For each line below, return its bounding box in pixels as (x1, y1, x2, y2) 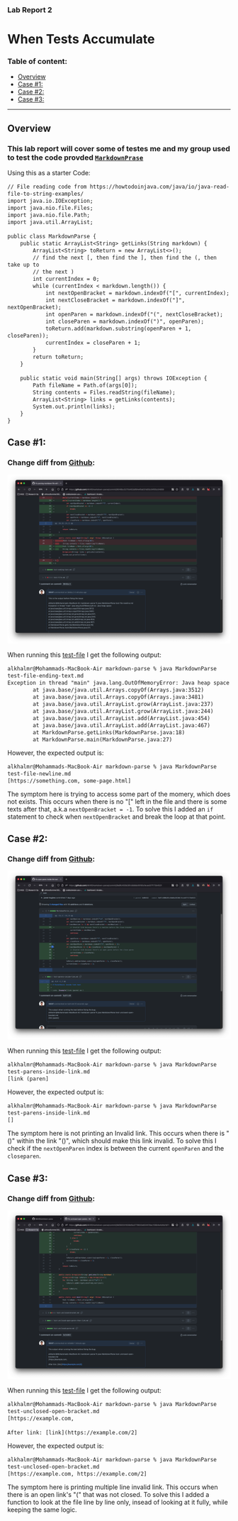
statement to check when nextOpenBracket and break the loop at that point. (7, 812, 226, 821)
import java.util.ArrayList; (7, 219, 93, 226)
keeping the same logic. (7, 1505, 77, 1514)
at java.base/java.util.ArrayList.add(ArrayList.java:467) (33, 721, 211, 729)
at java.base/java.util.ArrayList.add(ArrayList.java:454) (33, 714, 211, 721)
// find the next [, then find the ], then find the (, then (33, 254, 217, 262)
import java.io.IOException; (7, 197, 93, 205)
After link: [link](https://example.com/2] (7, 1429, 138, 1437)
